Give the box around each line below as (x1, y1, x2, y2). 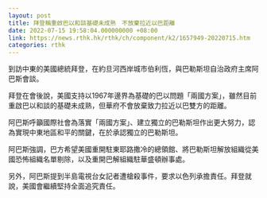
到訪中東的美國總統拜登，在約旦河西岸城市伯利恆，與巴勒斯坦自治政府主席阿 (8, 64, 259, 74)
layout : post (8, 11, 52, 20)
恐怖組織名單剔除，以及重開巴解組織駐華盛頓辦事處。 (14, 154, 189, 164)
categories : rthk (8, 41, 66, 49)
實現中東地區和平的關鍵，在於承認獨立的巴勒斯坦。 (14, 128, 183, 138)
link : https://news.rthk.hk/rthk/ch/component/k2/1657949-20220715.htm (8, 33, 250, 42)
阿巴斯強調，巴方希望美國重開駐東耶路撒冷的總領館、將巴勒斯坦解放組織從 (8, 145, 252, 154)
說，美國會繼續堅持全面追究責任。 (8, 181, 120, 191)
